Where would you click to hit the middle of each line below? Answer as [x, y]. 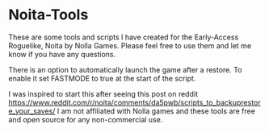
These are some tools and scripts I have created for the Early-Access [124, 37]
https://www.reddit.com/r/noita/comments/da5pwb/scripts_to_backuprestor [134, 102]
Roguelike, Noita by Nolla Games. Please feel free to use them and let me [130, 45]
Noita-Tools [48, 15]
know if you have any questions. [62, 54]
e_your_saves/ [32, 111]
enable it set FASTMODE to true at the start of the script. [102, 78]
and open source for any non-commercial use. [86, 119]
